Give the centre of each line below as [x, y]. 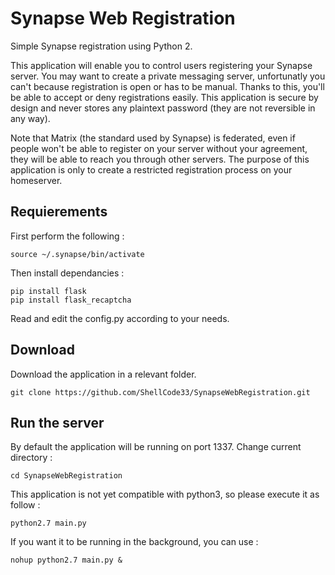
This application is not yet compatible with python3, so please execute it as [165, 494]
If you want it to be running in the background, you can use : [134, 542]
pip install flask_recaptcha [71, 300]
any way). [30, 118]
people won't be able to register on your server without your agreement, [159, 148]
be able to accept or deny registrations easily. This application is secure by [164, 97]
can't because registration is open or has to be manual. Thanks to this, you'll [167, 86]
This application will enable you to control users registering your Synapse [161, 65]
